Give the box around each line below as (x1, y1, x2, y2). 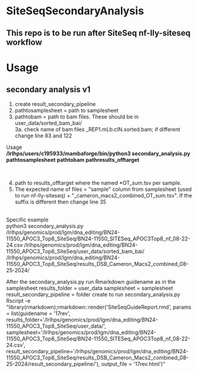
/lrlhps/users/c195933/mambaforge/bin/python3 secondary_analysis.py (6, 150, 191, 157)
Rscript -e (6, 297, 31, 304)
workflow (6, 37, 42, 47)
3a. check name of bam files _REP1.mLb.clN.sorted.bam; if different (14, 126, 180, 133)
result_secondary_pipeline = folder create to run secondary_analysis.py (6, 290, 180, 298)
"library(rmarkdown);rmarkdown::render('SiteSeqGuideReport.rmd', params (6, 303, 191, 311)
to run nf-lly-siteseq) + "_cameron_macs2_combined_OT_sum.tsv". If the (14, 192, 192, 199)
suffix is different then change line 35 (14, 198, 106, 205)
